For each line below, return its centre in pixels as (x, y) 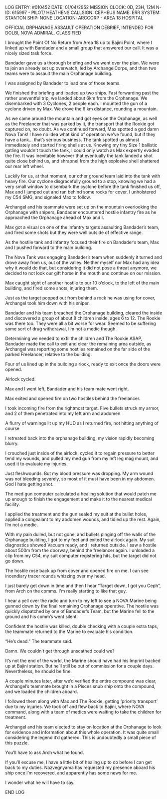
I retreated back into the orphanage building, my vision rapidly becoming (80, 438)
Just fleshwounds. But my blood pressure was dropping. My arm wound (79, 473)
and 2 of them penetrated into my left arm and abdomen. (64, 413)
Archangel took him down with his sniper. (48, 303)
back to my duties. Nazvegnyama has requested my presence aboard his (80, 767)
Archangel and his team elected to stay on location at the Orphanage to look (83, 727)
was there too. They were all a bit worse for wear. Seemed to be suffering (81, 323)
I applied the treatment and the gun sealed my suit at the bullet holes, (76, 514)
